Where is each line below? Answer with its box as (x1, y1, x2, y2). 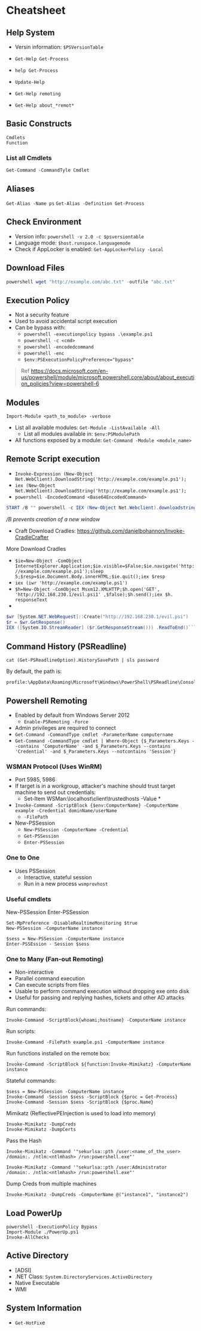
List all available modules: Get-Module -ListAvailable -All (14, 424, 160, 431)
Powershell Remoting (6, 696, 88, 706)
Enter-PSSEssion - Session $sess (6, 941, 90, 947)
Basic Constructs (6, 119, 72, 129)
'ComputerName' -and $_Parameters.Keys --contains (41, 743, 171, 749)
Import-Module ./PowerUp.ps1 (6, 1229, 79, 1235)
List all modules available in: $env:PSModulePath (23, 430, 141, 437)
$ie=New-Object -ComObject (14, 558, 83, 564)
